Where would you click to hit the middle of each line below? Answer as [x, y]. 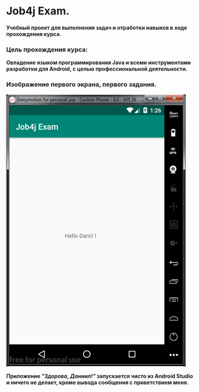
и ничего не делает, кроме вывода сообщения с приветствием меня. [97, 382]
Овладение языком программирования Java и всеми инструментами [99, 63]
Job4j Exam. [38, 11]
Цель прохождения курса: [47, 49]
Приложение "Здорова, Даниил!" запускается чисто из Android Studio [100, 376]
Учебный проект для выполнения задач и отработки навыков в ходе [97, 28]
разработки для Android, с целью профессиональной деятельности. [97, 69]
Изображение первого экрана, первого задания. [82, 85]
